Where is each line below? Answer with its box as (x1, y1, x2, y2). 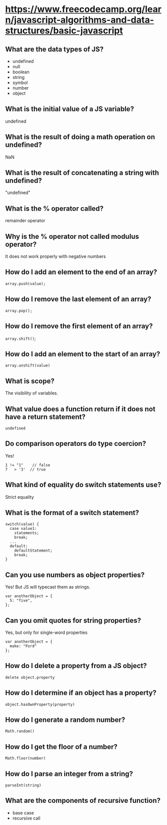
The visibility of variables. (5, 390, 59, 396)
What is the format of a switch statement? (5, 508, 139, 517)
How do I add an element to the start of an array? (5, 349, 160, 358)
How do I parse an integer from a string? (5, 769, 133, 778)
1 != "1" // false (5, 463, 51, 468)
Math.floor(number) (5, 756, 46, 761)
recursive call (12, 815, 41, 821)
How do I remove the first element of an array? (5, 322, 153, 330)
